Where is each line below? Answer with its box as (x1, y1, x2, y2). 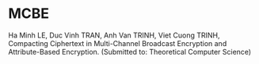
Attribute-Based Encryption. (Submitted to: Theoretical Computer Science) (8, 47, 252, 56)
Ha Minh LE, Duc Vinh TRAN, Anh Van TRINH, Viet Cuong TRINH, (8, 30, 220, 40)
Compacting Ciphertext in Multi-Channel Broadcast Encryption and (8, 38, 227, 48)
